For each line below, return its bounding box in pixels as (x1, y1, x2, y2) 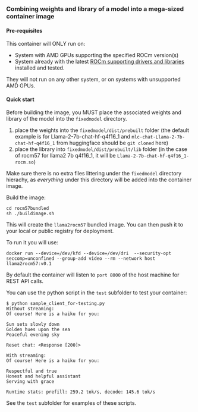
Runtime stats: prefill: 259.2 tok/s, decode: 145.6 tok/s (6, 389, 156, 395)
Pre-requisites (6, 27, 43, 34)
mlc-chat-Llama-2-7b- (131, 134, 186, 140)
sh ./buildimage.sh (6, 210, 55, 217)
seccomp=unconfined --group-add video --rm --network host (6, 256, 156, 262)
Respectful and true (6, 368, 58, 375)
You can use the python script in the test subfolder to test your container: (6, 289, 187, 296)
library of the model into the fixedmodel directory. (6, 115, 127, 122)
